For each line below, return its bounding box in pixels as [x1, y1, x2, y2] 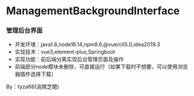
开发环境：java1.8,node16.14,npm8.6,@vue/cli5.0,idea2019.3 [14, 41, 161, 48]
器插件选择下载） [14, 71, 57, 78]
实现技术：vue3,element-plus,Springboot [14, 49, 115, 56]
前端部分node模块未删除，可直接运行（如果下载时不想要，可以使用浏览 [14, 63, 188, 71]
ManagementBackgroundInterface [6, 4, 180, 18]
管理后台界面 [6, 27, 43, 35]
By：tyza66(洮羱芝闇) [6, 83, 59, 90]
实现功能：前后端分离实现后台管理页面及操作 [14, 56, 124, 63]
